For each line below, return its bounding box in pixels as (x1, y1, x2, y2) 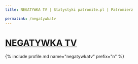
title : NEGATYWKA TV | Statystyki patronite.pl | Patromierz (5, 7, 134, 12)
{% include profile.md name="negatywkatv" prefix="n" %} (5, 54, 125, 60)
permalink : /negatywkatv (5, 16, 56, 21)
